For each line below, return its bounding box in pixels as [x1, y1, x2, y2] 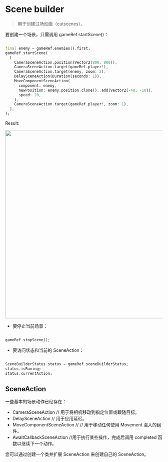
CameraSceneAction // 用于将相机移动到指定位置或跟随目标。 [12, 409, 139, 415]
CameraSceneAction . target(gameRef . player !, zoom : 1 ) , [14, 102, 128, 107]
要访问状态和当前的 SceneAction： [12, 347, 84, 353]
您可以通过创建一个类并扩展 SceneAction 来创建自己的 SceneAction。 [5, 451, 149, 457]
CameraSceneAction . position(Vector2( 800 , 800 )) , [14, 60, 117, 65]
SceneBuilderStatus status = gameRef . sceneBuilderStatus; [5, 361, 128, 367]
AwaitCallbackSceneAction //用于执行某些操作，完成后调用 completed [12, 434, 157, 440]
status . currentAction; [5, 371, 52, 376]
